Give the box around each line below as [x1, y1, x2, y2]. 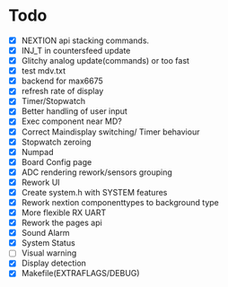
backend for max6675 [21, 75, 104, 86]
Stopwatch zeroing [21, 136, 92, 147]
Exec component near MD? [21, 116, 123, 126]
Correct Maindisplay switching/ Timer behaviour [21, 126, 200, 137]
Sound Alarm [21, 228, 70, 239]
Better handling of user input [21, 106, 127, 117]
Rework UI [21, 177, 60, 187]
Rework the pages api [21, 217, 102, 229]
